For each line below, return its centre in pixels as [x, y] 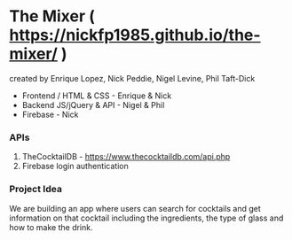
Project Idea [36, 190]
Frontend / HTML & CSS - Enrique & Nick [97, 96]
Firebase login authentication [75, 166]
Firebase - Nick [50, 114]
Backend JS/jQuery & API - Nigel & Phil [93, 105]
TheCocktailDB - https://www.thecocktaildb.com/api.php [126, 157]
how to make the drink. [51, 227]
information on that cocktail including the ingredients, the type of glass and [146, 218]
